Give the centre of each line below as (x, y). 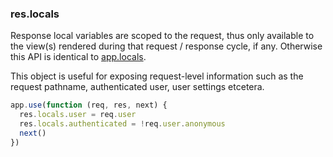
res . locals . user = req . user (78, 115)
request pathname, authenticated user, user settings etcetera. (137, 87)
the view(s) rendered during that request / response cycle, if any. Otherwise (166, 46)
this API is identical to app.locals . (78, 57)
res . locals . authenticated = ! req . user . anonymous (122, 124)
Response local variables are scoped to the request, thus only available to (162, 36)
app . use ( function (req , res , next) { (89, 105)
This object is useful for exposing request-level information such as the (157, 76)
